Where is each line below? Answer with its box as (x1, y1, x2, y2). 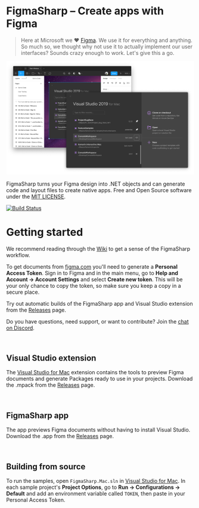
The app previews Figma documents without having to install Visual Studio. (6, 426, 191, 433)
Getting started (6, 225, 83, 239)
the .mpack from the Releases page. (6, 381, 95, 389)
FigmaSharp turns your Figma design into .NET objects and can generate (6, 180, 185, 187)
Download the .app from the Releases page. (6, 433, 114, 440)
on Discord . (6, 324, 35, 331)
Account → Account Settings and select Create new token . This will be (6, 276, 183, 283)
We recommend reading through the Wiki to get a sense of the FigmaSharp (6, 245, 191, 252)
